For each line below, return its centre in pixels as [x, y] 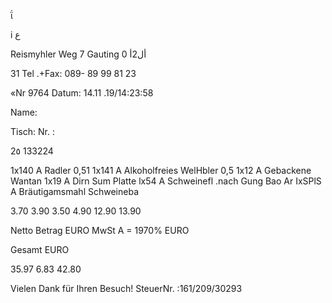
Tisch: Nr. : [33, 131]
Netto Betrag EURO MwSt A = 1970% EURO [100, 230]
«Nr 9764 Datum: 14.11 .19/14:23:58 [82, 93]
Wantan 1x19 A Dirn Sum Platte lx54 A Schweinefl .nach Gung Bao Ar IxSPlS [166, 181]
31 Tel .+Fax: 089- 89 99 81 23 [73, 73]
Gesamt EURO [40, 249]
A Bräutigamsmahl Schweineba [74, 191]
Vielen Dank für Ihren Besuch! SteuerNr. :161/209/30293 [126, 288]
